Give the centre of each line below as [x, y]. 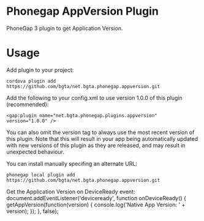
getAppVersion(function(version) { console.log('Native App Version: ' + [96, 204]
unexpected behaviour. [35, 152]
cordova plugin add [31, 81]
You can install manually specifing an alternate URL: [72, 163]
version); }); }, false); [32, 211]
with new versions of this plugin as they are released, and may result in [96, 145]
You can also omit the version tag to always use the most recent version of [100, 132]
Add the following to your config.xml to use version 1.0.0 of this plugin [94, 98]
